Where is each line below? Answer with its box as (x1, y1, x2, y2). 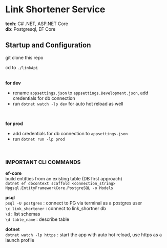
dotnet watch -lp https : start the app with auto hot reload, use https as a (5, 232, 162, 238)
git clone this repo (5, 54, 44, 60)
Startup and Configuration (5, 41, 91, 50)
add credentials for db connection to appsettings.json (12, 130, 128, 136)
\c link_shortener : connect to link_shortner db (5, 205, 107, 212)
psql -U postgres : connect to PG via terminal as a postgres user (5, 200, 142, 206)
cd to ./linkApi (5, 64, 38, 70)
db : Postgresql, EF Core (5, 26, 56, 32)
